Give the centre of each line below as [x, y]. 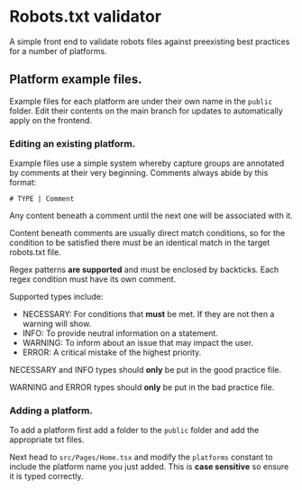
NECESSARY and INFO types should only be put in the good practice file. [146, 370]
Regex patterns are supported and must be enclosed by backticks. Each [144, 270]
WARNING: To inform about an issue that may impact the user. [138, 343]
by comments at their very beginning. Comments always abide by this [139, 173]
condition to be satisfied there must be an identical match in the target [140, 243]
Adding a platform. [51, 410]
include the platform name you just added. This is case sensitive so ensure [149, 467]
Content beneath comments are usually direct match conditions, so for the [147, 233]
